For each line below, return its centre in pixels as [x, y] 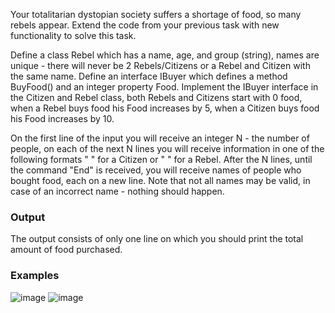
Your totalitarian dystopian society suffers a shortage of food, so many [156, 14]
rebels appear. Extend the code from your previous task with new [145, 25]
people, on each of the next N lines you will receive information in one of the [167, 148]
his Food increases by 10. [62, 118]
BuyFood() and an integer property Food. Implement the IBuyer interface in [164, 87]
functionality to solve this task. [73, 35]
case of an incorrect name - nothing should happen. [117, 191]
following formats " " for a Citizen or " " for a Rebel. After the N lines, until [161, 159]
